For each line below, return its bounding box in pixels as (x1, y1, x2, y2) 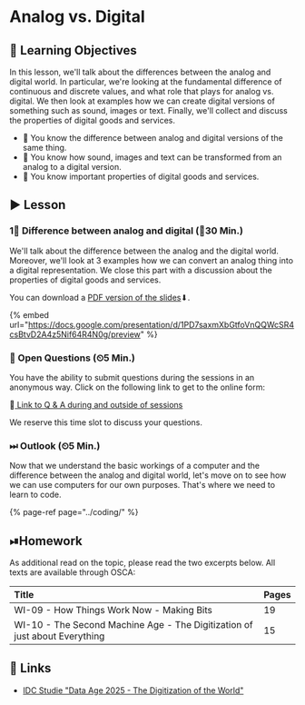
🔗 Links (9, 660, 52, 676)
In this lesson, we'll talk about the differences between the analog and (9, 66, 271, 77)
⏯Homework (9, 533, 84, 549)
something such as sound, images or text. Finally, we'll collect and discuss (9, 105, 288, 115)
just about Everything (14, 630, 105, 642)
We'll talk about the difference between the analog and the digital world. (9, 245, 280, 256)
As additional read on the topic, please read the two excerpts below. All (9, 557, 276, 569)
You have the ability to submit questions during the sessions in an (9, 372, 255, 382)
